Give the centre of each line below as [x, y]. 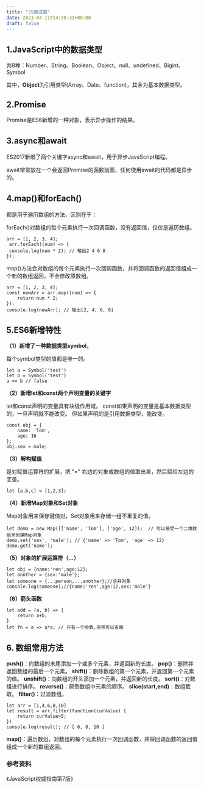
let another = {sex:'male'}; [43, 575]
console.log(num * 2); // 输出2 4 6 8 [57, 251]
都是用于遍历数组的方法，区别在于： [52, 214]
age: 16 [27, 436]
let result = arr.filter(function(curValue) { [66, 711]
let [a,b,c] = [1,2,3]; [37, 491]
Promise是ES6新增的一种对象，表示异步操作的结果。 [72, 120]
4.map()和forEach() [44, 199]
